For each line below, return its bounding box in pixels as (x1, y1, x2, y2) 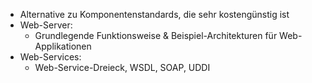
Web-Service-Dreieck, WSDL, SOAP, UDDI (34, 62, 211, 73)
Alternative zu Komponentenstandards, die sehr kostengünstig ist (19, 9, 290, 20)
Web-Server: (19, 19, 73, 31)
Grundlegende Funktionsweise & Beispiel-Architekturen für (34, 30, 278, 41)
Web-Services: (19, 51, 82, 63)
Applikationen (34, 40, 92, 52)
